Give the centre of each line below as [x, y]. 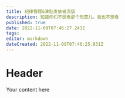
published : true [26, 22]
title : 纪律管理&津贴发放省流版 [41, 11]
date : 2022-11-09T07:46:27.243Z [45, 28]
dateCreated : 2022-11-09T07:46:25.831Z [55, 45]
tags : [13, 33]
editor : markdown [27, 39]
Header [24, 73]
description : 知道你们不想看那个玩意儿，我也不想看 [62, 17]
